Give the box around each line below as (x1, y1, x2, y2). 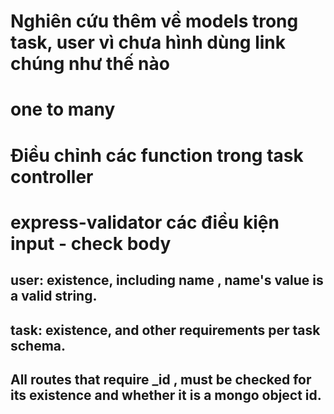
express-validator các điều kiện (10, 211, 280, 234)
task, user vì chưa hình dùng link (10, 31, 286, 54)
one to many (10, 98, 116, 121)
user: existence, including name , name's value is (10, 272, 324, 289)
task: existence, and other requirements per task (10, 321, 321, 339)
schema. (10, 337, 67, 354)
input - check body (10, 232, 172, 255)
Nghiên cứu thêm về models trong (10, 10, 299, 33)
